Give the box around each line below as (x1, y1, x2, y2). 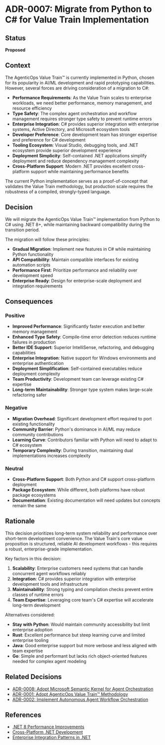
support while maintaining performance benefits (30, 168, 129, 174)
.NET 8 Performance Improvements (12, 724, 85, 730)
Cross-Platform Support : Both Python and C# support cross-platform (12, 476, 155, 482)
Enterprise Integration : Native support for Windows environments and (12, 355, 156, 361)
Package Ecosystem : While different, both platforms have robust (12, 486, 145, 492)
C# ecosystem (12, 442, 42, 448)
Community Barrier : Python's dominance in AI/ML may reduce (12, 426, 141, 432)
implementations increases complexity (12, 453, 91, 459)
